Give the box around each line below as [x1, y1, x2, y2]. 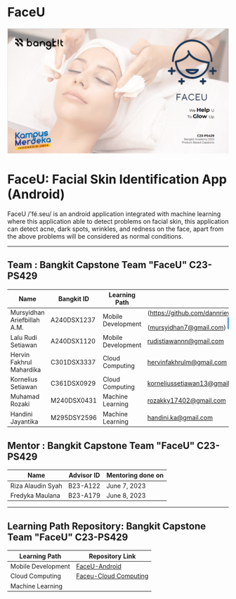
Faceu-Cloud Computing [76, 572, 149, 581]
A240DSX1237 [50, 316, 96, 324]
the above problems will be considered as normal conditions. [7, 232, 184, 240]
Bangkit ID [58, 294, 90, 303]
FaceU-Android [76, 562, 122, 571]
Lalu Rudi [10, 333, 37, 341]
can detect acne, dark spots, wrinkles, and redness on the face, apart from [7, 225, 224, 233]
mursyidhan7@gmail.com [150, 323, 224, 332]
